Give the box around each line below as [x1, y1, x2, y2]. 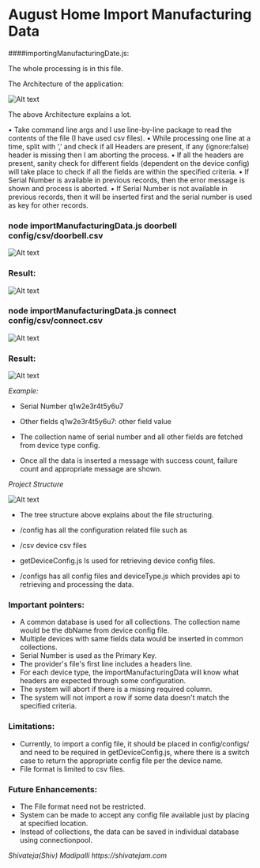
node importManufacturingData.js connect [8, 306, 177, 317]
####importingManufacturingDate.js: [8, 48, 130, 58]
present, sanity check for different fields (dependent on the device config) [8, 158, 251, 167]
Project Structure [8, 479, 64, 489]
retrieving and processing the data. [19, 580, 134, 589]
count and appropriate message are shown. [19, 464, 162, 474]
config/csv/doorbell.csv [8, 230, 104, 241]
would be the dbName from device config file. [19, 626, 170, 635]
